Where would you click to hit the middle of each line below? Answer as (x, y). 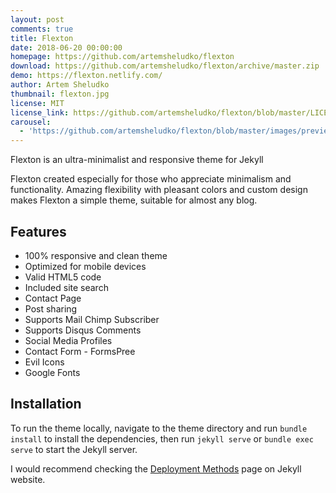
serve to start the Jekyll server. (74, 449)
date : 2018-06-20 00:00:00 (66, 47)
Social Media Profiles (68, 340)
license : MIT (37, 103)
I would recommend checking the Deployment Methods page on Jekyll (156, 468)
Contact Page (53, 298)
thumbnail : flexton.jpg (60, 94)
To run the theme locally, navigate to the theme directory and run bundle (159, 428)
